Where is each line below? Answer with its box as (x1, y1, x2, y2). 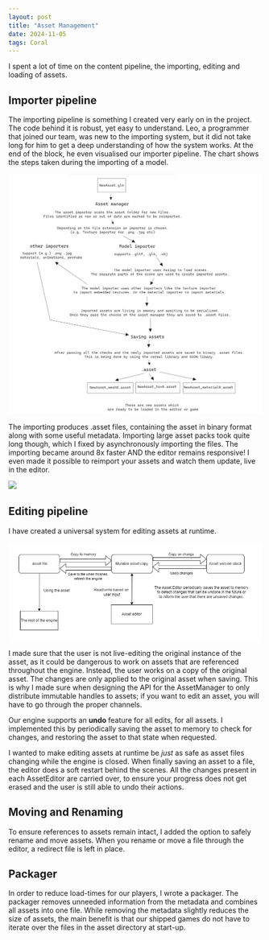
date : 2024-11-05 (8, 30, 67, 38)
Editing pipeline (8, 505, 89, 518)
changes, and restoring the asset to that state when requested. (8, 732, 217, 742)
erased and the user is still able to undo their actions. (8, 781, 184, 792)
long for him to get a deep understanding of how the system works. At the (8, 141, 254, 150)
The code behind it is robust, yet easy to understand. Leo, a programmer (8, 123, 250, 133)
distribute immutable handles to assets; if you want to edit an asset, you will (8, 691, 259, 700)
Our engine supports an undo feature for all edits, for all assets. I (8, 715, 223, 724)
